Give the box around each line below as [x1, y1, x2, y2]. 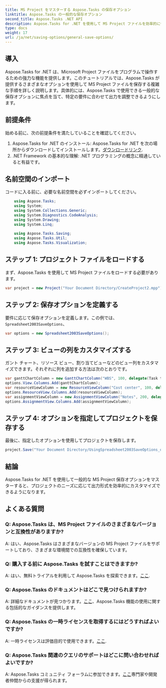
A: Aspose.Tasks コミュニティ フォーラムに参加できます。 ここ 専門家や [5, 671, 149, 677]
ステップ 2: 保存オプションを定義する [5, 301, 119, 309]
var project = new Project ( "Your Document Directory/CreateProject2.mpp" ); [5, 285, 165, 290]
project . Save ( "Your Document [5, 447, 65, 452]
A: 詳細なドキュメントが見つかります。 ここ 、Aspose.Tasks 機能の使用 [5, 599, 148, 605]
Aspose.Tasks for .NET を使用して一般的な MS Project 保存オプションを [5, 477, 151, 482]
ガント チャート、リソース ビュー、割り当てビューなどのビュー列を [5, 360, 142, 366]
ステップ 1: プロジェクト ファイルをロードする [5, 255, 145, 264]
